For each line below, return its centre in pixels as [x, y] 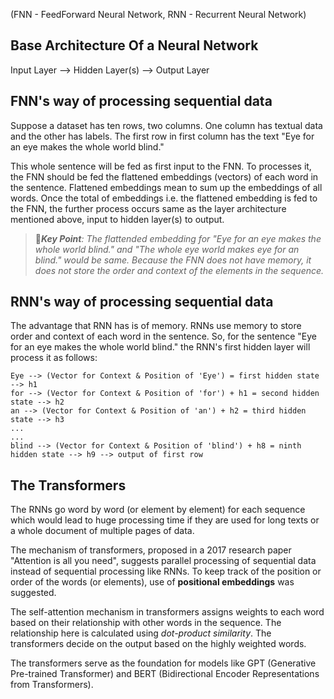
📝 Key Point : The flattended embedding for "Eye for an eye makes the [178, 238]
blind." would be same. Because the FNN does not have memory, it [173, 260]
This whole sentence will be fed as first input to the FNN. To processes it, [161, 166]
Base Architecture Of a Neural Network [134, 45]
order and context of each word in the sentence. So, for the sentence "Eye [163, 336]
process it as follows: [54, 358]
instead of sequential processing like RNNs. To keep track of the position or [166, 571]
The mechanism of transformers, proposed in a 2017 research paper [151, 550]
